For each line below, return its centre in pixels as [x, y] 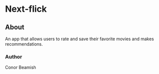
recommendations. [24, 44]
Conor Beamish [21, 68]
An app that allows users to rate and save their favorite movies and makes [79, 39]
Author [14, 56]
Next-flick [26, 9]
